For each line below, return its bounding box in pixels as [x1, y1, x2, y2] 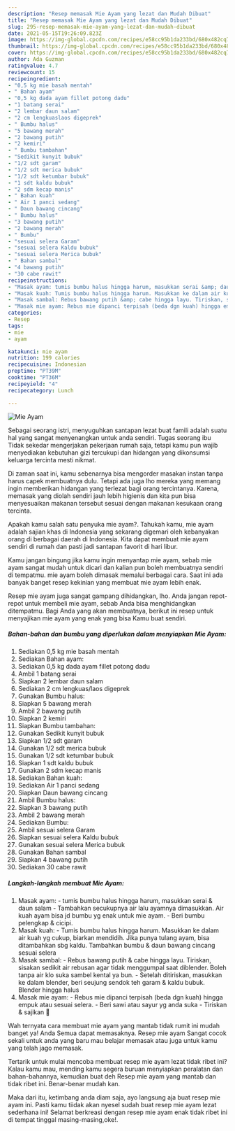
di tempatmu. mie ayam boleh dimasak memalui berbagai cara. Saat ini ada [8, 571, 224, 579]
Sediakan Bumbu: [17, 818, 69, 827]
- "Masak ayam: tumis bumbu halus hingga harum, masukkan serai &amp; [8, 283, 218, 290]
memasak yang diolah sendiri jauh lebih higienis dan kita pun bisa [8, 491, 196, 500]
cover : [8, 50, 27, 57]
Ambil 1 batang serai [17, 669, 77, 678]
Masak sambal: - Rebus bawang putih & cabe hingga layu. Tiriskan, [17, 956, 212, 965]
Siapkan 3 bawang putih [17, 804, 88, 812]
